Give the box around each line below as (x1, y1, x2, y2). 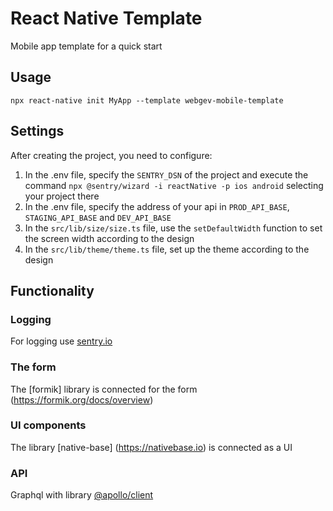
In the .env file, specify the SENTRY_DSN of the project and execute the (24, 168, 309, 181)
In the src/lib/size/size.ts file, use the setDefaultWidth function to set (24, 222, 323, 234)
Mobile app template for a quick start (10, 40, 163, 52)
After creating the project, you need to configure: (10, 149, 213, 161)
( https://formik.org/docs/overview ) (10, 393, 154, 406)
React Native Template (10, 7, 203, 30)
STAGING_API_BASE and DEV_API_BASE (24, 211, 172, 223)
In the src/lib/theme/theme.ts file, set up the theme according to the (24, 243, 310, 255)
